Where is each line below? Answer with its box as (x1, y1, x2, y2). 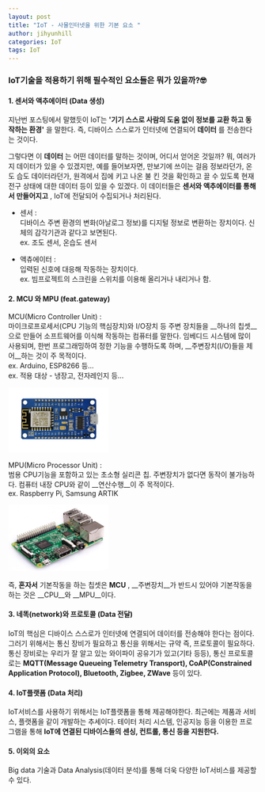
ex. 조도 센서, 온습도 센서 (19, 238, 97, 247)
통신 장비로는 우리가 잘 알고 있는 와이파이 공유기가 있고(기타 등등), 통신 (8, 649, 227, 658)
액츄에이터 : (19, 254, 57, 265)
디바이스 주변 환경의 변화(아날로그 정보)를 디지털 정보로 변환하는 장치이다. (19, 218, 247, 227)
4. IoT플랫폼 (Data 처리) (8, 687, 83, 697)
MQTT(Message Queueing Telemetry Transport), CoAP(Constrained (22, 658, 252, 668)
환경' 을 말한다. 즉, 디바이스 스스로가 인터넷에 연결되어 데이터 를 (28, 125, 225, 135)
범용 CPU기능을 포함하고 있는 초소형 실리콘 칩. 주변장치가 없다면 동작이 (8, 470, 228, 479)
